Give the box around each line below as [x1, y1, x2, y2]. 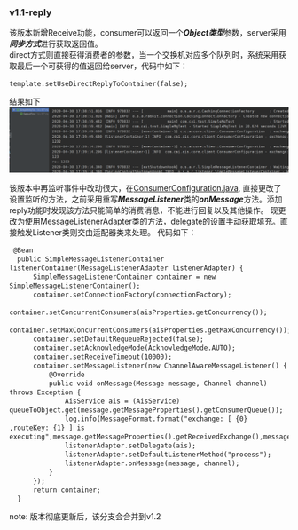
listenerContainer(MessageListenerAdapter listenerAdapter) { [9, 264, 244, 273]
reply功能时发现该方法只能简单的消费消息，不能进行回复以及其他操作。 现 [9, 204, 279, 215]
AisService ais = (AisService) [65, 397, 180, 406]
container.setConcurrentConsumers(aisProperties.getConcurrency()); [9, 308, 268, 317]
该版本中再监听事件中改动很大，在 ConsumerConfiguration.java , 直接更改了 [9, 182, 282, 193]
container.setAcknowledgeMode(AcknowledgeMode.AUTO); [32, 344, 237, 352]
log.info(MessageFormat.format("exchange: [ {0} [65, 415, 248, 423]
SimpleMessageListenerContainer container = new [32, 273, 216, 281]
